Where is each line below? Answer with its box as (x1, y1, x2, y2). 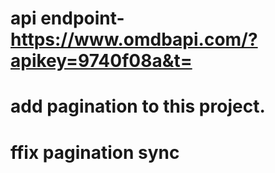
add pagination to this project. (10, 95, 266, 118)
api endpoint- (10, 7, 125, 30)
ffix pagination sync (10, 141, 180, 164)
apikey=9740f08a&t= (10, 50, 193, 72)
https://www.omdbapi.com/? (10, 28, 258, 51)
